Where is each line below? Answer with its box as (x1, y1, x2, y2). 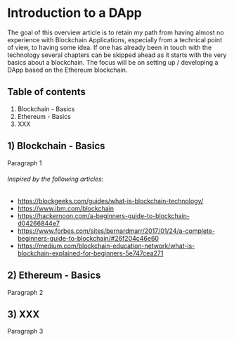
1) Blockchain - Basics (7, 140, 105, 152)
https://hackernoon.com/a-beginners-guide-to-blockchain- (17, 211, 190, 220)
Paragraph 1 (7, 158, 42, 167)
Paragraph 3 (7, 327, 44, 336)
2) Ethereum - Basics (7, 270, 101, 281)
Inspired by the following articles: (7, 175, 104, 184)
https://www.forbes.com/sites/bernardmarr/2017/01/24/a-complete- (17, 227, 216, 235)
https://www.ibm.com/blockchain (17, 204, 115, 213)
